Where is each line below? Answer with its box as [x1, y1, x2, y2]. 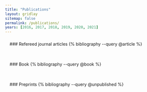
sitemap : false [5, 16, 36, 21]
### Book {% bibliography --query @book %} [9, 61, 102, 67]
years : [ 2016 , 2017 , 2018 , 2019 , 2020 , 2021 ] [5, 25, 99, 30]
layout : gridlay [5, 12, 38, 16]
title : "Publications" [5, 7, 51, 12]
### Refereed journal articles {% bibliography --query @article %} [9, 41, 143, 47]
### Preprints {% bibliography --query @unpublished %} [9, 81, 124, 87]
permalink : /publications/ [5, 20, 59, 26]
